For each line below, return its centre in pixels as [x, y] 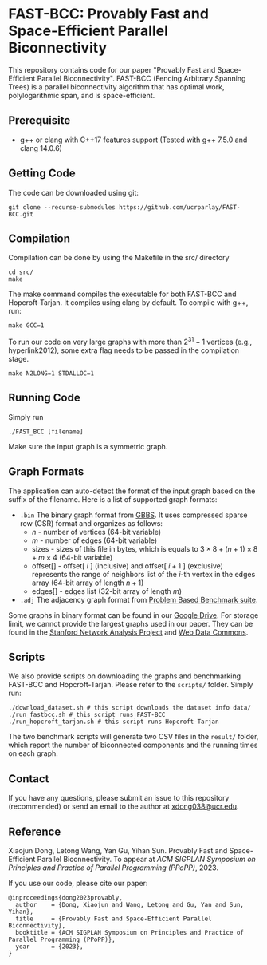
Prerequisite [39, 121]
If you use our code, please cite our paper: [78, 884]
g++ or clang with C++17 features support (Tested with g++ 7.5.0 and [133, 140]
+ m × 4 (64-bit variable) [72, 557]
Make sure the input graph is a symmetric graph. [88, 446]
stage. [19, 359]
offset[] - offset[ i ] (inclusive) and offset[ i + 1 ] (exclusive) [127, 566]
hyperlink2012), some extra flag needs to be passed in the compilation [124, 350]
